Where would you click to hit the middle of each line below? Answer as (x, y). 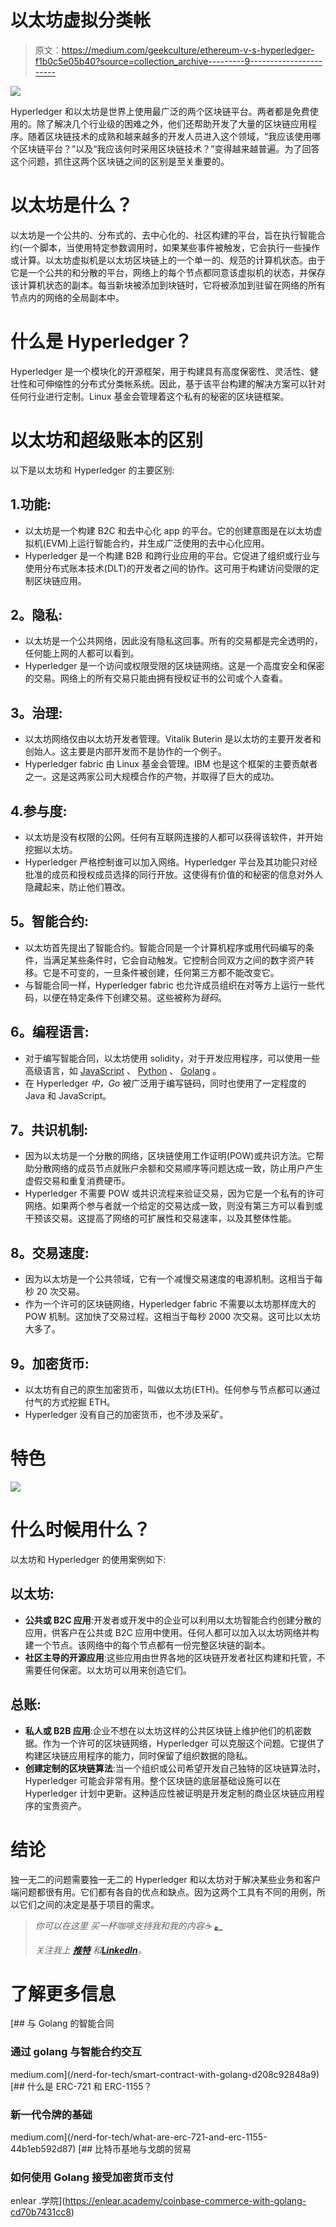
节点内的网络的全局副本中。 (67, 297)
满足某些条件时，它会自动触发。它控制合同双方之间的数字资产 (178, 960)
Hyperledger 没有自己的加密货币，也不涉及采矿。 (126, 1415)
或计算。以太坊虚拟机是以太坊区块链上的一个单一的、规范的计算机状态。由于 (168, 260)
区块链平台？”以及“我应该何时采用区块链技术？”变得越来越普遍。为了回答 (169, 148)
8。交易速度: (50, 1252)
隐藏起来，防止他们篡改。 (77, 887)
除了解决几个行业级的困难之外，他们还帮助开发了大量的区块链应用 (172, 123)
